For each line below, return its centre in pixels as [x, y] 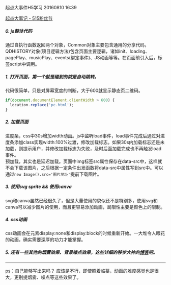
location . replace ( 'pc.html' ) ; [42, 105]
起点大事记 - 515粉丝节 [29, 18]
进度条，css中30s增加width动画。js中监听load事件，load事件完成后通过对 [83, 136]
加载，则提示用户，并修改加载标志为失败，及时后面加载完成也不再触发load [83, 148]
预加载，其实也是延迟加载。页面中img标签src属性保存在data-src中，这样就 [84, 161]
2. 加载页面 [17, 122]
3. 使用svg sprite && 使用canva [39, 187]
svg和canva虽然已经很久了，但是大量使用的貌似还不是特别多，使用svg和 [81, 200]
